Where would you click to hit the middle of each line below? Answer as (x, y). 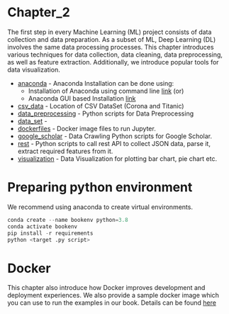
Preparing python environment (100, 187)
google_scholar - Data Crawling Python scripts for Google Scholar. (115, 136)
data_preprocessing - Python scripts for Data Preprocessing (106, 113)
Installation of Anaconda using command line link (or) (106, 91)
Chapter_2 (39, 12)
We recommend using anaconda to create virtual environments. (100, 207)
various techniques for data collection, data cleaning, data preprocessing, (115, 55)
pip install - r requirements (50, 233)
